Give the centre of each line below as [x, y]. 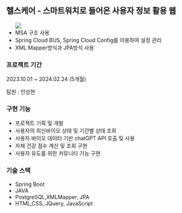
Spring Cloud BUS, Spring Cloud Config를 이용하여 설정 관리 [88, 40]
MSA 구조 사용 [32, 33]
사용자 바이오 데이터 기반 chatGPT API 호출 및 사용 [75, 138]
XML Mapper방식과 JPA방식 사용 [55, 48]
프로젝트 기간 [24, 65]
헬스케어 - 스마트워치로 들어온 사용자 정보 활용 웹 [91, 11]
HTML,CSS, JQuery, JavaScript [54, 203]
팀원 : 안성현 [21, 92]
